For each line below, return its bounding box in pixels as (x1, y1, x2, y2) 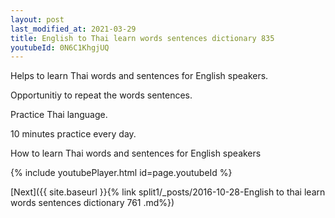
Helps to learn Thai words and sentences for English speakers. (10, 70, 269, 82)
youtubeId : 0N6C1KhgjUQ (10, 42, 110, 53)
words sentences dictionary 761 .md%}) (10, 197, 175, 209)
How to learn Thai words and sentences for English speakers (10, 147, 262, 160)
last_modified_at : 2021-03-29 (10, 24, 137, 34)
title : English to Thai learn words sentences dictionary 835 (10, 33, 275, 43)
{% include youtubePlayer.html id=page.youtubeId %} (10, 167, 233, 179)
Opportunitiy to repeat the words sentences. (10, 89, 193, 101)
